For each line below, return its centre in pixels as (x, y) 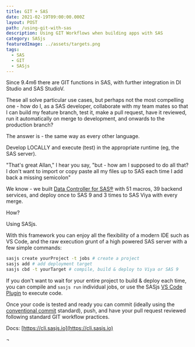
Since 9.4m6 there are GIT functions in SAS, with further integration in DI (94, 83)
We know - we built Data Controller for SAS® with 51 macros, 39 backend (94, 189)
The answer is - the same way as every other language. (73, 136)
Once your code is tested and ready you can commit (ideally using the (90, 304)
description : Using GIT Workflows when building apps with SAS (85, 33)
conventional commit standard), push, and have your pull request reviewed (96, 310)
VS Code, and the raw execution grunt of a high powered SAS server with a (97, 242)
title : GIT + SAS (27, 11)
